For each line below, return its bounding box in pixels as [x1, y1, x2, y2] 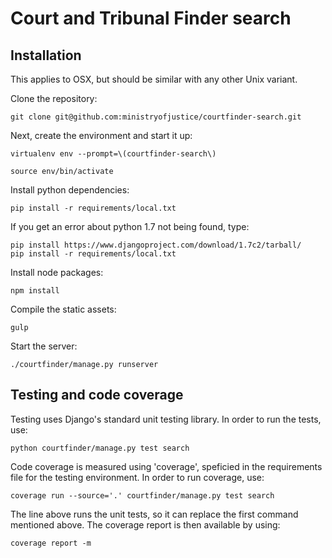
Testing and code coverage [10, 387, 184, 404]
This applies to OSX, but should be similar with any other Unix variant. [10, 73, 298, 85]
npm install [10, 286, 60, 296]
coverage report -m [10, 538, 92, 548]
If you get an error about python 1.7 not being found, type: [10, 221, 250, 232]
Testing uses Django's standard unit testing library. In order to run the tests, [10, 413, 322, 425]
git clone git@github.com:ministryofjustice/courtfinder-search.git [10, 112, 302, 122]
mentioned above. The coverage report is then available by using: [10, 518, 281, 531]
